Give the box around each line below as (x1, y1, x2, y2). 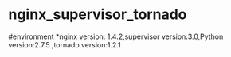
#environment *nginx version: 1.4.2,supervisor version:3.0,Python (8, 32, 224, 41)
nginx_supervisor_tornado (8, 6, 187, 24)
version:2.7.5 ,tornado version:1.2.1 (8, 40, 121, 49)
